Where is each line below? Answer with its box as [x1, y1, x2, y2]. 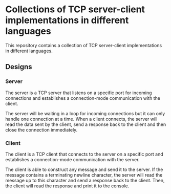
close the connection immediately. [5, 126, 78, 133]
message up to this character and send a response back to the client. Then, [5, 177, 165, 183]
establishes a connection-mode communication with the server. [5, 156, 140, 162]
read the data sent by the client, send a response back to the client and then [5, 121, 166, 127]
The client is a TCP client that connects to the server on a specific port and [5, 151, 164, 157]
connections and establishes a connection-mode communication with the [5, 95, 160, 101]
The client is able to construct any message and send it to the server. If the [5, 166, 163, 173]
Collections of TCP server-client [5, 4, 145, 15]
